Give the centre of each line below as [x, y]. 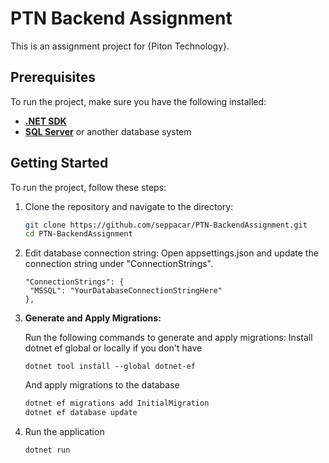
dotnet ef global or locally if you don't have [113, 348]
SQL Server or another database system [108, 131]
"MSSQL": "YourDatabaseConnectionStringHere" [126, 291]
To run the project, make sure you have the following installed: [138, 101]
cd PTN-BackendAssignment [78, 234]
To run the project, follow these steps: [88, 187]
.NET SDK [45, 121]
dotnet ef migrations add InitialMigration [117, 403]
